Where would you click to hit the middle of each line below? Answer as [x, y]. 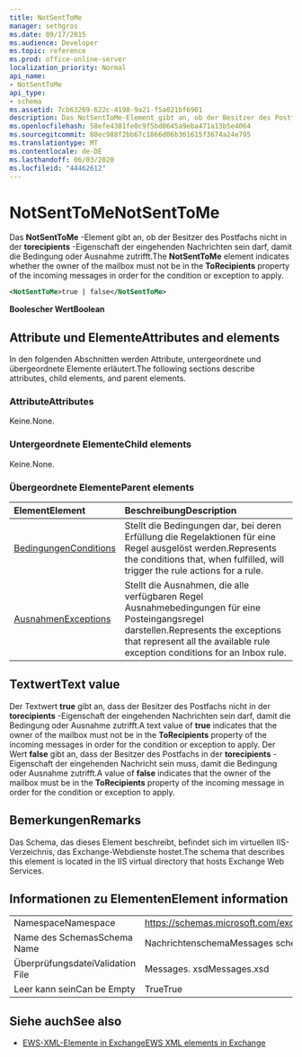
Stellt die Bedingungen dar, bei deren [203, 525]
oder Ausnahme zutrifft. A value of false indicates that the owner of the [140, 773]
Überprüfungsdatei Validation [75, 964]
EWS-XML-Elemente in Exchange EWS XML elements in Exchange [144, 1043]
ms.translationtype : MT [54, 143]
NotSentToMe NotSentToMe [115, 213]
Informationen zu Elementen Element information [149, 898]
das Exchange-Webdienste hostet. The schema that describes [171, 851]
